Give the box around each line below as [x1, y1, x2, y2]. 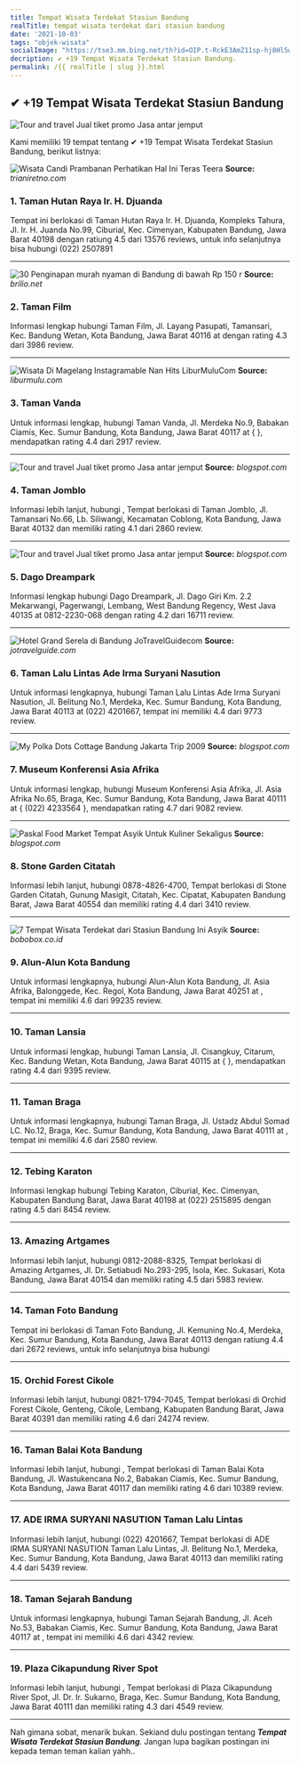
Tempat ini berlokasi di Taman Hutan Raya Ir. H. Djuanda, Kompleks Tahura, [10, 214, 286, 225]
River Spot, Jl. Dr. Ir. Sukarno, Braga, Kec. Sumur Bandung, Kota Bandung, [10, 1692, 281, 1703]
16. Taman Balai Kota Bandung [10, 1444, 143, 1456]
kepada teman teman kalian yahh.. [10, 1745, 136, 1757]
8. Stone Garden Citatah [10, 859, 116, 872]
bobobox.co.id [10, 934, 63, 945]
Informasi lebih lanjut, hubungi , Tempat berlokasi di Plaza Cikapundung [10, 1682, 272, 1693]
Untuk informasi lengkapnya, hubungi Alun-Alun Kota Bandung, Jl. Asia [10, 976, 270, 987]
